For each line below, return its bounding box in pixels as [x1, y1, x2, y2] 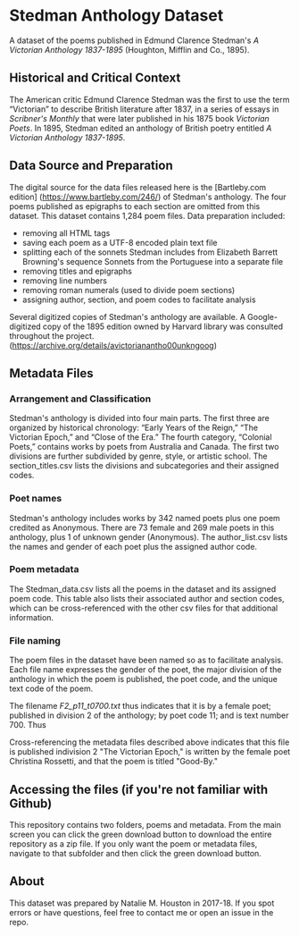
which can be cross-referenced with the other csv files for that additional [9, 603, 278, 613]
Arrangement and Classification [9, 392, 152, 405]
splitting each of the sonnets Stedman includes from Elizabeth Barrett [21, 247, 278, 257]
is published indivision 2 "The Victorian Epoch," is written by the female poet [9, 746, 291, 757]
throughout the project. [9, 330, 95, 341]
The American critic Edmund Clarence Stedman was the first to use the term [9, 94, 290, 105]
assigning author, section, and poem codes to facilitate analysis [21, 294, 256, 305]
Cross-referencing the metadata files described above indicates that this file [9, 737, 290, 747]
